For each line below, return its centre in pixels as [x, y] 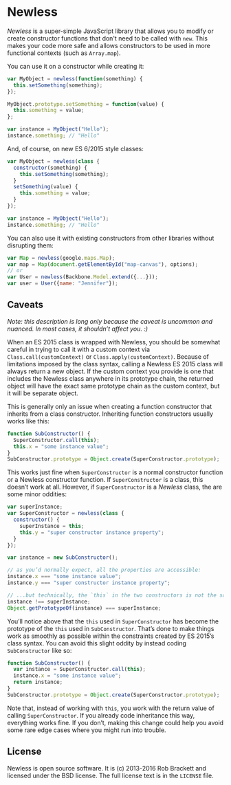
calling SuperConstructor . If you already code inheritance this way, [101, 715]
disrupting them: [30, 245]
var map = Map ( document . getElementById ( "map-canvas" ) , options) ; [102, 264]
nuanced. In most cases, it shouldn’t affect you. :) [78, 329]
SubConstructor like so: [40, 650]
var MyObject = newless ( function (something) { [75, 79]
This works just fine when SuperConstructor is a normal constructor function [115, 472]
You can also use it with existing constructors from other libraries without [111, 238]
